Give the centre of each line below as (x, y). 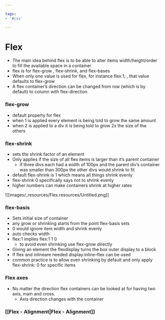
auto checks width (31, 234)
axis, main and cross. (34, 294)
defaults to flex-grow (33, 81)
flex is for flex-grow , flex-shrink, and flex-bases (61, 71)
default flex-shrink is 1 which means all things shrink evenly (72, 175)
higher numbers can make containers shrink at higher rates (72, 185)
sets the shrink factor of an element (48, 154)
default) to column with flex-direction (50, 92)
